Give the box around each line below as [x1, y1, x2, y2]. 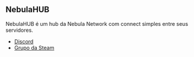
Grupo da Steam [14, 44, 55, 51]
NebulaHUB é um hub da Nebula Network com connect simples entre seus [5, 20, 188, 27]
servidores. [5, 26, 33, 33]
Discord [14, 38, 34, 45]
